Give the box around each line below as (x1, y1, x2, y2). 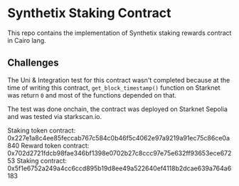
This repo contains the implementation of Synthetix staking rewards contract (7, 29, 232, 37)
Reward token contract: (21, 141, 90, 150)
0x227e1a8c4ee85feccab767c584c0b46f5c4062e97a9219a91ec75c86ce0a (7, 133, 230, 142)
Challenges (7, 57, 59, 69)
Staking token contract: (7, 126, 76, 135)
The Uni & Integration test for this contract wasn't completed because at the (7, 76, 230, 84)
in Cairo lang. (7, 36, 46, 44)
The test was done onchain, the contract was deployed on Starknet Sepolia (7, 105, 228, 113)
